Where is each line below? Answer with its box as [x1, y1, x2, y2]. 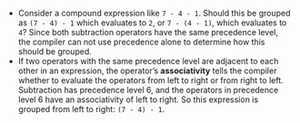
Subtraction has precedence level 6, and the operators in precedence [17, 85, 279, 95]
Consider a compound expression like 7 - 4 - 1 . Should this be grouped [17, 8, 291, 18]
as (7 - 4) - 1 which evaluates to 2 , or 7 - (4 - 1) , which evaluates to [17, 17, 287, 28]
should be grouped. [17, 46, 93, 57]
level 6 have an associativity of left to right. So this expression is [17, 94, 259, 105]
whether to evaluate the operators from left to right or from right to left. [17, 75, 284, 85]
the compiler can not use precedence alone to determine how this [17, 36, 265, 47]
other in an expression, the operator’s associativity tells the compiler [17, 65, 277, 76]
